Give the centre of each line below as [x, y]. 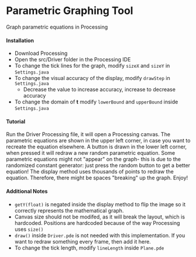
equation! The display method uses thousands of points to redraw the [90, 172]
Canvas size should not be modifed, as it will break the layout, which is [100, 217]
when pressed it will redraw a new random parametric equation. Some [91, 153]
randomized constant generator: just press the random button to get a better [98, 165]
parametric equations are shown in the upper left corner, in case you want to [98, 141]
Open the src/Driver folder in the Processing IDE [73, 60]
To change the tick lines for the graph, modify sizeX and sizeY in [92, 66]
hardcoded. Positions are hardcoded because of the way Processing [97, 223]
